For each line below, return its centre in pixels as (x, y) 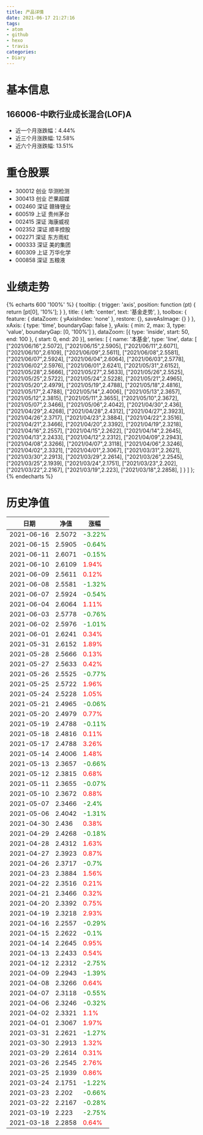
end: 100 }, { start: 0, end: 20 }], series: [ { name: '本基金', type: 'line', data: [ (102, 339)
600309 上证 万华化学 (43, 252)
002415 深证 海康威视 (42, 221)
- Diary (16, 58)
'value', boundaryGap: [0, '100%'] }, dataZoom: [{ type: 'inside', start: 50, (98, 331)
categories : (21, 52)
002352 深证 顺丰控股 (43, 229)
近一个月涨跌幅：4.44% (45, 130)
